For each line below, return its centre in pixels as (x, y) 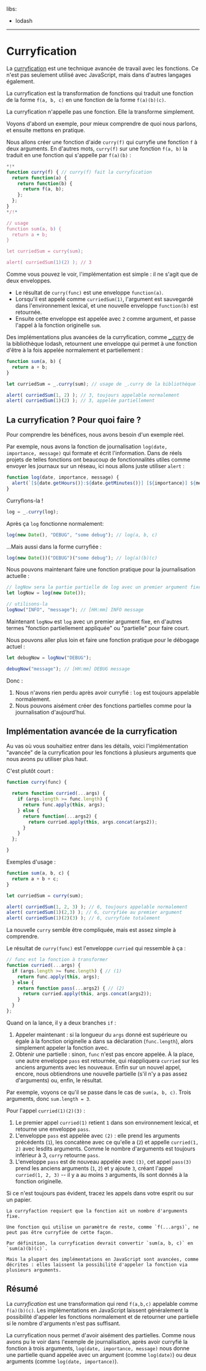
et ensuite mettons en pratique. (46, 130)
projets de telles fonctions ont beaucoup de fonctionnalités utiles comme (98, 459)
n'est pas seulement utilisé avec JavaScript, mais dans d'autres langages (99, 75)
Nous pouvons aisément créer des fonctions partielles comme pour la (103, 705)
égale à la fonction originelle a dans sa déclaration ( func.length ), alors (104, 1041)
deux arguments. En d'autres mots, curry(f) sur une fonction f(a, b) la (97, 148)
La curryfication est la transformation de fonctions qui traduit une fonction (100, 93)
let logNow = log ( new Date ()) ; (46, 593)
